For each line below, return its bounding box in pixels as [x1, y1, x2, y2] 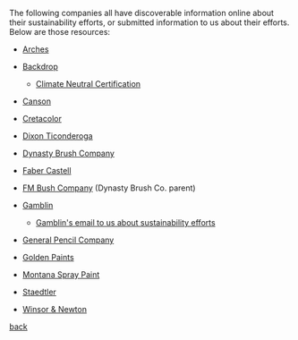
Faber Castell [21, 166, 72, 175]
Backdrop [21, 62, 58, 72]
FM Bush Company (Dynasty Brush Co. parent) [21, 183, 196, 193]
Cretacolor [21, 114, 63, 123]
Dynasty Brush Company [21, 148, 115, 158]
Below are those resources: [9, 27, 110, 37]
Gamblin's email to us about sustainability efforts [35, 217, 217, 227]
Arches [21, 44, 49, 55]
